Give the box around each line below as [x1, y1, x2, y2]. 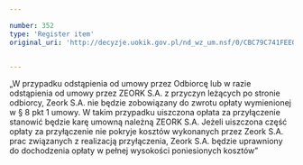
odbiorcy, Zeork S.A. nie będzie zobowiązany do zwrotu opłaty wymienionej [9, 97, 291, 108]
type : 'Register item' [9, 29, 95, 39]
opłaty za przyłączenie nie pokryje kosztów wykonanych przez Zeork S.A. [9, 126, 284, 137]
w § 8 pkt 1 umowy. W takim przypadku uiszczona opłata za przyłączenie [9, 107, 281, 118]
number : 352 [9, 21, 54, 30]
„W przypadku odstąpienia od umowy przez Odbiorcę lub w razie [9, 78, 252, 89]
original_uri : [9, 38, 63, 47]
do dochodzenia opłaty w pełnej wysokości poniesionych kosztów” [9, 145, 259, 156]
